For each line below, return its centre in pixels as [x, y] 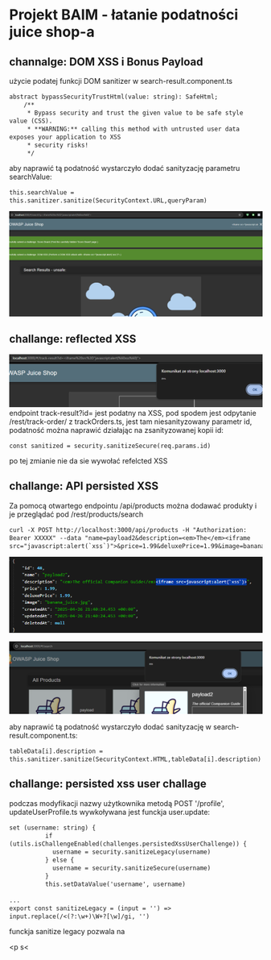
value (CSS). [31, 121]
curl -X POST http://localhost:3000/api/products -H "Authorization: [128, 530]
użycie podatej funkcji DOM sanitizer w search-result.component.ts [121, 81]
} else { [60, 860]
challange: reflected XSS [73, 339]
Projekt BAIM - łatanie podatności [124, 15]
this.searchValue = [42, 193]
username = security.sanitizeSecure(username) [131, 868]
